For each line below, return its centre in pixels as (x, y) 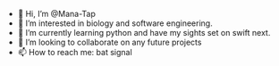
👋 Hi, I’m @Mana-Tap (57, 14)
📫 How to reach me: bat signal (75, 52)
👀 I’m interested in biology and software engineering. (115, 23)
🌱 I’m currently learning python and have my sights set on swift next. (144, 33)
